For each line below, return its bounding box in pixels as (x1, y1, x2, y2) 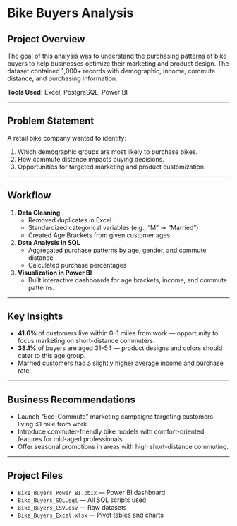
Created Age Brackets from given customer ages (28, 231, 171, 239)
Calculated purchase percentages (28, 261, 127, 269)
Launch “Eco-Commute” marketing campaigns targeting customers (17, 412, 214, 421)
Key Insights (7, 311, 63, 323)
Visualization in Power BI (17, 268, 92, 277)
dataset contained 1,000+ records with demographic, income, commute (7, 67, 216, 75)
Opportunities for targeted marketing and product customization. (17, 162, 206, 171)
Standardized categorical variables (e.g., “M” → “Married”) (28, 223, 199, 232)
